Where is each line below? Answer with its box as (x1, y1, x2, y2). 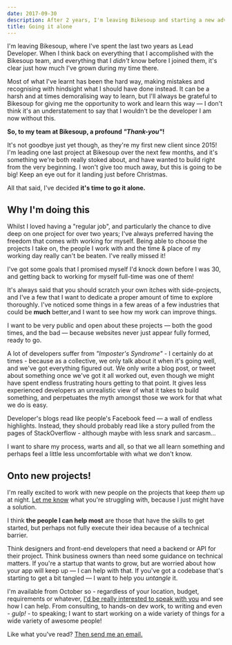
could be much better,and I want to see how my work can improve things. (7, 308, 217, 316)
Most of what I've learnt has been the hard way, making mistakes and (7, 78, 205, 86)
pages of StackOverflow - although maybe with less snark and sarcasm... (7, 429, 216, 437)
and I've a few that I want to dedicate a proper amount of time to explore (7, 293, 213, 302)
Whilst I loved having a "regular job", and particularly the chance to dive (7, 222, 211, 230)
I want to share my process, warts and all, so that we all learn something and (7, 442, 225, 451)
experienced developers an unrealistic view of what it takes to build (7, 386, 199, 394)
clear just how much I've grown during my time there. (7, 64, 159, 73)
